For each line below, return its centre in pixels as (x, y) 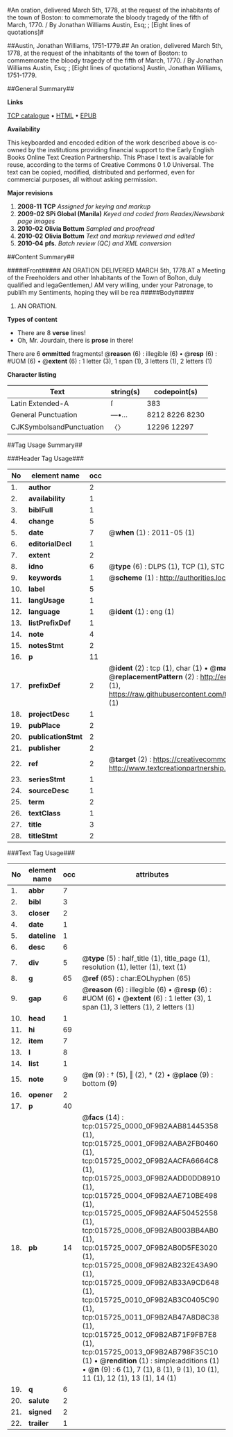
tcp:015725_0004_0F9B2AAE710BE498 (150, 1195)
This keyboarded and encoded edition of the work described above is (107, 143)
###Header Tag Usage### (46, 458)
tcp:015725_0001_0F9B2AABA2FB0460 (150, 1143)
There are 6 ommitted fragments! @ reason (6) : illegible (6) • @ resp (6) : (112, 354)
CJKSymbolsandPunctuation (57, 427)
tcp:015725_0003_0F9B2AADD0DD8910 (151, 1178)
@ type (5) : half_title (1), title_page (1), (146, 958)
